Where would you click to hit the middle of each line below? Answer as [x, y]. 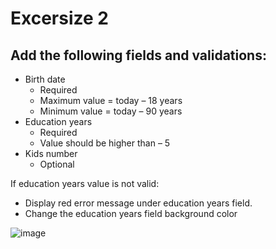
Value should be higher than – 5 [105, 143]
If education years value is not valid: [85, 183]
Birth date [45, 79]
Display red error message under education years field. [138, 203]
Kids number [51, 153]
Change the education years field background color [131, 213]
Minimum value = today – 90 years [111, 111]
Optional [57, 164]
